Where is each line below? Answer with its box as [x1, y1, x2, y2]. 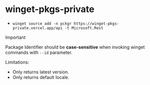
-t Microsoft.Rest [65, 25, 104, 31]
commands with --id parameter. [5, 49, 73, 55]
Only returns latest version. [12, 69, 69, 75]
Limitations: [5, 59, 29, 65]
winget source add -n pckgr [12, 21, 72, 26]
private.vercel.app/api [12, 25, 63, 31]
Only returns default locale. [12, 74, 70, 80]
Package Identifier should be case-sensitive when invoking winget [5, 44, 145, 50]
